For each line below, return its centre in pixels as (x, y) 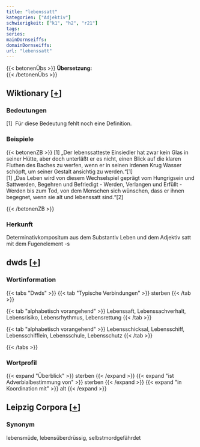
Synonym (20, 425)
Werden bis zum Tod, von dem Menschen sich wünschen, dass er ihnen (95, 191)
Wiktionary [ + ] (34, 94)
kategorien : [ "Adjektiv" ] (38, 17)
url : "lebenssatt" (29, 51)
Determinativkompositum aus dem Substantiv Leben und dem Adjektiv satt (98, 238)
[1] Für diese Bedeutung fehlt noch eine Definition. (69, 123)
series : (16, 34)
